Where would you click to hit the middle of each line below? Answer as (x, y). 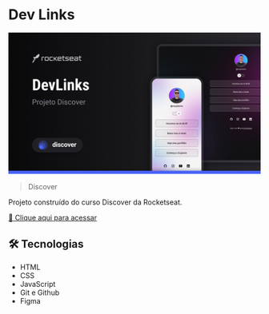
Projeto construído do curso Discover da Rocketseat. (95, 202)
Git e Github (40, 292)
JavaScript (38, 284)
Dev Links (42, 15)
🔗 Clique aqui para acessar (53, 218)
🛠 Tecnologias (46, 244)
